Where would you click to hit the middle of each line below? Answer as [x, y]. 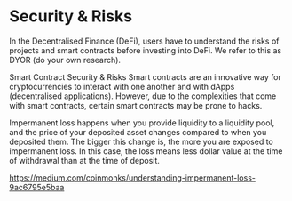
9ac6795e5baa [37, 187]
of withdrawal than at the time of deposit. [84, 160]
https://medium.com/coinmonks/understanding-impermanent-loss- [132, 177]
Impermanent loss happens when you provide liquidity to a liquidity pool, [142, 123]
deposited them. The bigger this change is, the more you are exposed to [141, 141]
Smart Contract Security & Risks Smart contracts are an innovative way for [145, 76]
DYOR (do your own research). [65, 60]
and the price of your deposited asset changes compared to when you [138, 132]
